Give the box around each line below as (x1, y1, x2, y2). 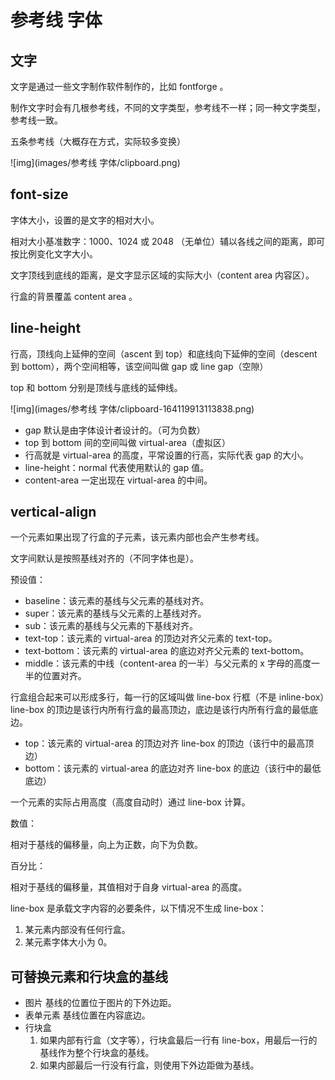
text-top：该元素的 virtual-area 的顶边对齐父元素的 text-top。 (24, 632, 278, 645)
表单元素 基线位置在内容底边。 (24, 1009, 151, 1021)
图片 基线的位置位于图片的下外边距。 (24, 997, 177, 1009)
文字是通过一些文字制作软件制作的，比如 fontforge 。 (10, 81, 229, 92)
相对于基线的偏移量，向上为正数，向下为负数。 (10, 839, 203, 851)
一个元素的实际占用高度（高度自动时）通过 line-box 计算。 (10, 796, 251, 808)
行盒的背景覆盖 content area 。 (10, 290, 138, 302)
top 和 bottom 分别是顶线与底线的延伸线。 (10, 381, 183, 393)
